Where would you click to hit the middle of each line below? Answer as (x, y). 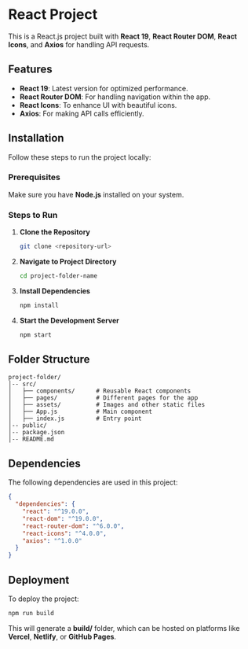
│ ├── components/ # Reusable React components (100, 391)
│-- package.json (36, 433)
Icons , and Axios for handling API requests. (79, 44)
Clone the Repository (55, 232)
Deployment (39, 580)
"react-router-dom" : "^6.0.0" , (73, 526)
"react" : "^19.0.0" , (56, 512)
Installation (36, 138)
